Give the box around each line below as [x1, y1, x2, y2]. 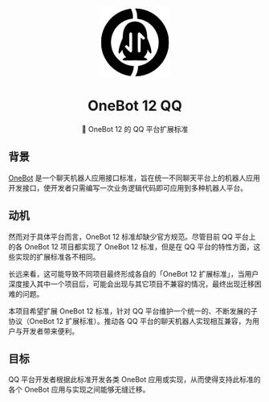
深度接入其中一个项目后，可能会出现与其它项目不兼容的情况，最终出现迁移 [8, 279, 255, 289]
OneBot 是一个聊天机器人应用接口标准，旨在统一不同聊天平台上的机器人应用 [8, 173, 261, 183]
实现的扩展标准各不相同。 [14, 252, 100, 261]
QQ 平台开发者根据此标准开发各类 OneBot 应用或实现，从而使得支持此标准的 [8, 375, 261, 384]
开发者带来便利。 [22, 326, 79, 336]
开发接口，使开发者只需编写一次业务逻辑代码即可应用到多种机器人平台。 [8, 183, 247, 192]
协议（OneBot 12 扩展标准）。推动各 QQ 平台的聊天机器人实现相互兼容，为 [8, 316, 253, 326]
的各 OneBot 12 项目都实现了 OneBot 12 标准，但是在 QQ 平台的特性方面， [8, 241, 254, 252]
